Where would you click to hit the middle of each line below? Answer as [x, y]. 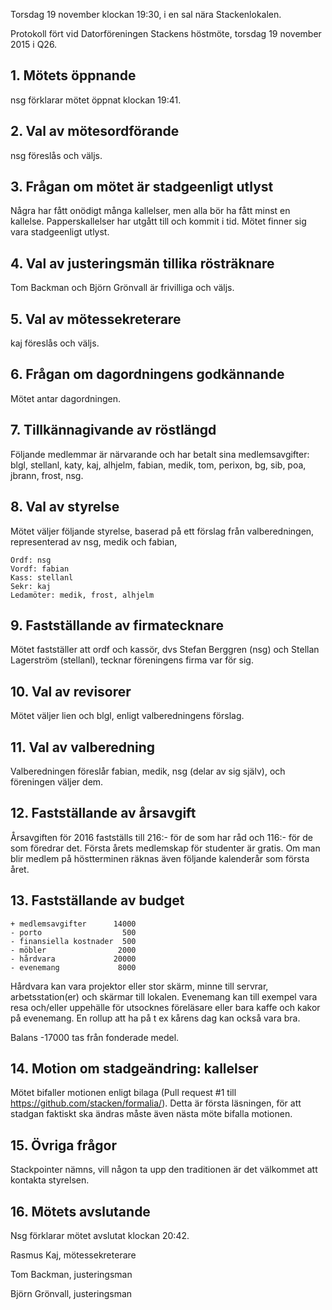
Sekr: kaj [31, 586]
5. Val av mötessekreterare [96, 319]
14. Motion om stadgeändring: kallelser [134, 1068]
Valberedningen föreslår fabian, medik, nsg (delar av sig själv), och [148, 771]
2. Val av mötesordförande [95, 131]
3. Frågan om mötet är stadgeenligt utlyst [142, 187]
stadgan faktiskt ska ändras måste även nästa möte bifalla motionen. [151, 1114]
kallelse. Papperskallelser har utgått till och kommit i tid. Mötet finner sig [158, 221]
